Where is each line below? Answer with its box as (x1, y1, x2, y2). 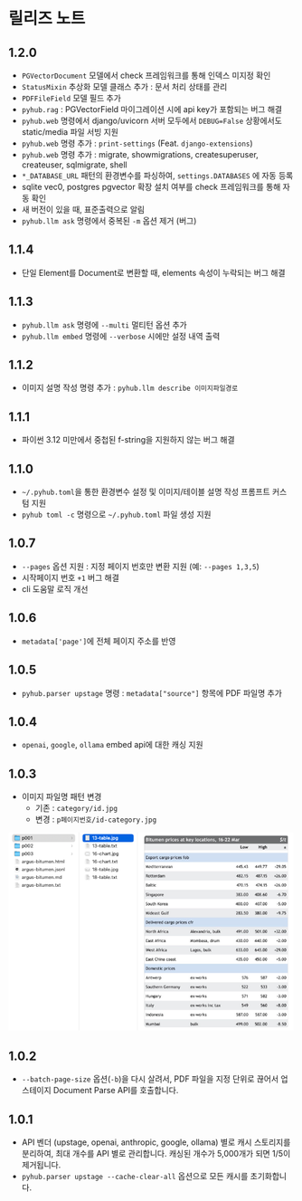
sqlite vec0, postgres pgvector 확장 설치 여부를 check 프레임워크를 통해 (21, 182, 281, 192)
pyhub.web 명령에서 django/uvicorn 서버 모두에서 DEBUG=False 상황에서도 (21, 115, 282, 126)
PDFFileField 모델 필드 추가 (21, 92, 121, 103)
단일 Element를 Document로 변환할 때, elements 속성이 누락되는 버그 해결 (21, 267, 286, 278)
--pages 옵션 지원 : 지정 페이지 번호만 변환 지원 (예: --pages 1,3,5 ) (21, 560, 260, 571)
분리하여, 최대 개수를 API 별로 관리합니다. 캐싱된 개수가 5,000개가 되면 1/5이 (21, 1149, 291, 1159)
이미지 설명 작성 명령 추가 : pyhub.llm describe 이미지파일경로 (21, 382, 239, 394)
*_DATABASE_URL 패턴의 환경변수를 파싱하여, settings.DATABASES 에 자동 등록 (21, 170, 294, 181)
